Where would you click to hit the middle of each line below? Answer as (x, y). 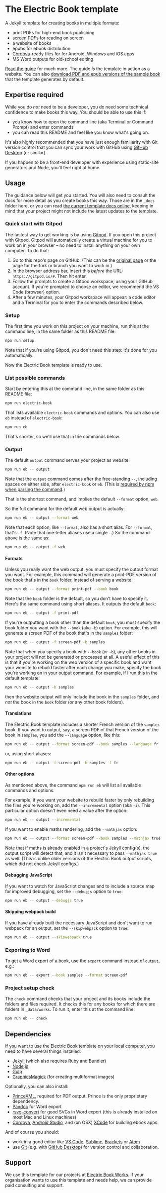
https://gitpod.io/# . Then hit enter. (50, 276)
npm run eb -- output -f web (35, 547)
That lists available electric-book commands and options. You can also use (82, 413)
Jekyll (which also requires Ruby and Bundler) (59, 1061)
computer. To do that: (27, 250)
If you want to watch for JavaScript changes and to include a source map (80, 886)
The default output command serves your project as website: (68, 460)
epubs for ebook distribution (41, 48)
